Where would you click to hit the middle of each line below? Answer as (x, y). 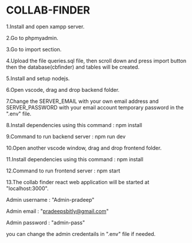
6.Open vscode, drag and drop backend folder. (63, 89)
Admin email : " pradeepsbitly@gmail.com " (57, 211)
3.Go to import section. (34, 49)
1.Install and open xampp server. (45, 26)
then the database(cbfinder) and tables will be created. (73, 67)
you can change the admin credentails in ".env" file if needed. (81, 234)
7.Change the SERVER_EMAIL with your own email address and (82, 101)
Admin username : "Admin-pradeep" (50, 199)
